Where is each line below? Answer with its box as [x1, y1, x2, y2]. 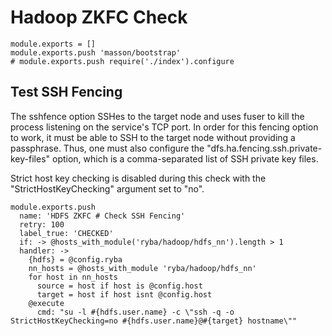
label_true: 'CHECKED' [19, 228, 114, 238]
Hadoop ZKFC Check [10, 6, 188, 29]
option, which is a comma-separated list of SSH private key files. [51, 152, 319, 165]
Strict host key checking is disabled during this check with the [10, 172, 267, 184]
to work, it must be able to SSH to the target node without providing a [10, 131, 296, 143]
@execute [28, 298, 65, 308]
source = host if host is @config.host [36, 281, 203, 291]
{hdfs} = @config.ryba [28, 254, 123, 265]
